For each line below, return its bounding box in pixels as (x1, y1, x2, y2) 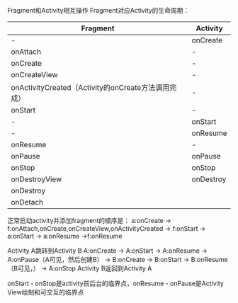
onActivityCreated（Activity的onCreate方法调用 (11, 83, 170, 92)
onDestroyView (11, 174, 62, 184)
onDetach (11, 198, 44, 207)
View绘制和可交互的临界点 (7, 288, 84, 296)
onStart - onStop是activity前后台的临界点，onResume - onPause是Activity (7, 279, 225, 287)
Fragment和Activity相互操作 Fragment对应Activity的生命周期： (7, 6, 190, 14)
